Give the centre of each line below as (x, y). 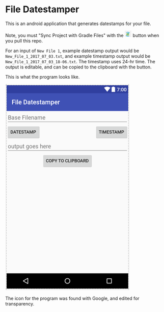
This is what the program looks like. (43, 77)
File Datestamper (42, 9)
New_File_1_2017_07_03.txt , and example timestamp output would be (78, 56)
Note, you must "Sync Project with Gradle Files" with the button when (82, 35)
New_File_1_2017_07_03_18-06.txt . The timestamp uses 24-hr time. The (80, 61)
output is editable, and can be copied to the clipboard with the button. (78, 67)
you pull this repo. (24, 41)
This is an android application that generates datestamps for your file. (78, 23)
